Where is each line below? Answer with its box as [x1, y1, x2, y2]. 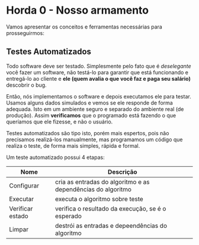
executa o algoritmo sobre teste [55, 195, 143, 203]
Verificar [9, 204, 33, 212]
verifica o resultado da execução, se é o [55, 204, 166, 212]
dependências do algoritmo [55, 185, 132, 193]
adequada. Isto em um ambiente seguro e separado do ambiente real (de [6, 105, 184, 113]
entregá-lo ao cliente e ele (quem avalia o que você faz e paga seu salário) [6, 75, 191, 82]
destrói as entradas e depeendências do [55, 221, 168, 230]
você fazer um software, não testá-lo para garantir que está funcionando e [6, 69, 188, 76]
